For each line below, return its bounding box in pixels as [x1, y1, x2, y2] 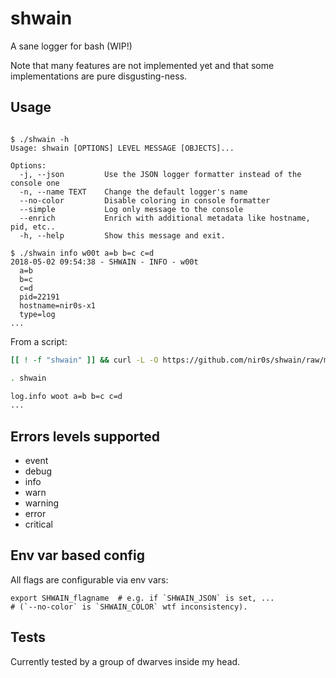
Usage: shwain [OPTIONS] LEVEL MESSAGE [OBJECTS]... [10, 143, 235, 153]
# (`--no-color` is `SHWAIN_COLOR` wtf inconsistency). [10, 602, 248, 612]
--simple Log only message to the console [19, 204, 244, 214]
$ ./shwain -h [10, 134, 70, 144]
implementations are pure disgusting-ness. [10, 70, 188, 82]
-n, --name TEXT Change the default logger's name [19, 187, 248, 197]
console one [10, 178, 60, 188]
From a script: [10, 335, 68, 347]
